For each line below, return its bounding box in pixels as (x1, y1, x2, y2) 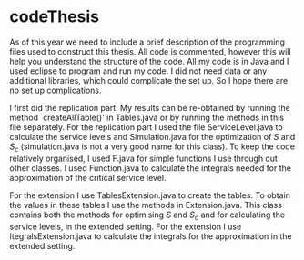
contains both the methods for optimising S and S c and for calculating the (9, 209, 285, 222)
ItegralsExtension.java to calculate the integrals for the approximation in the (9, 230, 293, 242)
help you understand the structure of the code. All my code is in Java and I (9, 55, 289, 66)
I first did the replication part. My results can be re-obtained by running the (9, 102, 291, 113)
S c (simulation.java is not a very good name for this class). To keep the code (9, 141, 296, 154)
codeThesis (9, 6, 100, 27)
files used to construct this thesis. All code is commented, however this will (9, 45, 291, 56)
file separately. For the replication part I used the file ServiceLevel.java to (9, 121, 284, 133)
